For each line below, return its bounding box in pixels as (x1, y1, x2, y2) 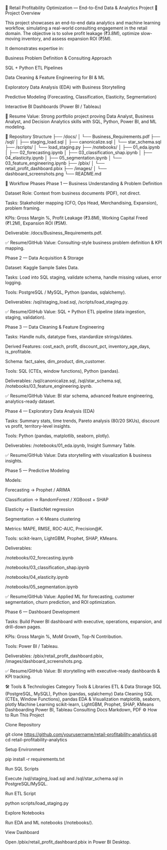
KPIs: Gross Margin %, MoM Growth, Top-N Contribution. (5, 633, 123, 639)
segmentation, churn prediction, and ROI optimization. (5, 599, 116, 605)
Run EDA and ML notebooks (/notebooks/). (5, 819, 93, 825)
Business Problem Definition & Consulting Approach (5, 55, 112, 61)
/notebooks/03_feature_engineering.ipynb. (5, 383, 93, 389)
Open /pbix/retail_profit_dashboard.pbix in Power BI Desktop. (5, 839, 131, 845)
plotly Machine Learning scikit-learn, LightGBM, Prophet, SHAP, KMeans (5, 701, 154, 707)
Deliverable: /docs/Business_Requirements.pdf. (5, 230, 103, 236)
